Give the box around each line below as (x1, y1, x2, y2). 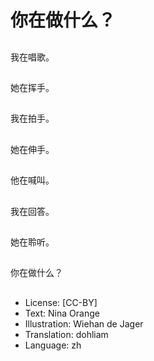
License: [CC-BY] (24, 296, 98, 308)
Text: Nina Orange (24, 307, 100, 319)
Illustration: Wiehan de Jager (24, 317, 144, 330)
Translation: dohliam (24, 328, 109, 340)
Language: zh (24, 339, 82, 351)
